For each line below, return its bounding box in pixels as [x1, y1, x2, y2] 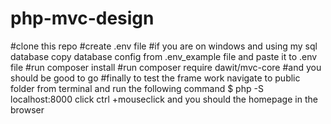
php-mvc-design [10, 7, 155, 30]
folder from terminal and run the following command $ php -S [10, 82, 264, 94]
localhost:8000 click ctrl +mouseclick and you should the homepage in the [10, 93, 318, 105]
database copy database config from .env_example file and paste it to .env [10, 50, 318, 62]
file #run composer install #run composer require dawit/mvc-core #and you [10, 61, 322, 73]
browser [10, 103, 45, 116]
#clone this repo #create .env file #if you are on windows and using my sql [10, 40, 318, 52]
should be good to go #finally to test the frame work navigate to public [10, 72, 301, 84]
